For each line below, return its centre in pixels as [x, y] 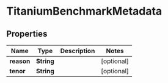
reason [20, 61]
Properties [27, 34]
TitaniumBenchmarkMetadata [84, 11]
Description [78, 51]
